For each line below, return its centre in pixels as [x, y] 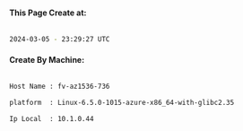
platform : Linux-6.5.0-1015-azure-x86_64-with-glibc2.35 [122, 103]
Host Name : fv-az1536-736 [60, 87]
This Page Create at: [48, 13]
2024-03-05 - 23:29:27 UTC [60, 39]
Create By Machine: [47, 59]
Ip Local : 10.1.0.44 [52, 119]
